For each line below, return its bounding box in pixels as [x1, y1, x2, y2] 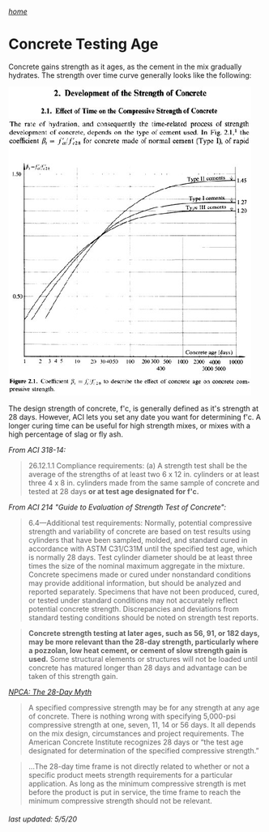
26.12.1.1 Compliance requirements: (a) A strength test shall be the [28, 460, 248, 470]
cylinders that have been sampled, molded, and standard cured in [28, 535, 248, 544]
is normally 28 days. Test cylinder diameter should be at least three [28, 552, 253, 562]
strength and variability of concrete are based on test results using [28, 527, 251, 536]
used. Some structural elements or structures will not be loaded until [28, 654, 258, 663]
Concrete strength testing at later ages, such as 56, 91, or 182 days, [28, 628, 260, 638]
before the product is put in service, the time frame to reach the [28, 787, 241, 797]
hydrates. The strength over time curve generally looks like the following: [8, 70, 252, 80]
